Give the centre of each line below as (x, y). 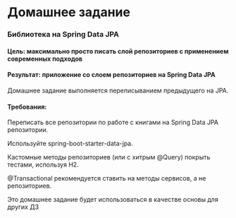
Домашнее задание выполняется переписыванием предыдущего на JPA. (118, 90)
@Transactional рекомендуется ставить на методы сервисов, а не (107, 178)
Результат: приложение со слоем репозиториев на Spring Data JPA (112, 75)
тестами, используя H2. (43, 165)
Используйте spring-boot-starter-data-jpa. (70, 144)
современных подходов (45, 59)
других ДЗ (23, 207)
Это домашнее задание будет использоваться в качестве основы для (113, 200)
